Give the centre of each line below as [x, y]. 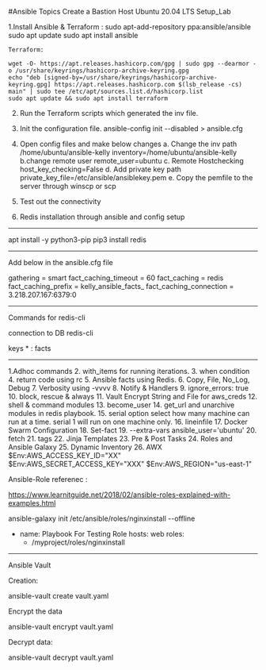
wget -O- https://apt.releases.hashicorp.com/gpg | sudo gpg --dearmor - [133, 64]
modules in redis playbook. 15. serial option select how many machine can [129, 413]
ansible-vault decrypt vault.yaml [61, 657]
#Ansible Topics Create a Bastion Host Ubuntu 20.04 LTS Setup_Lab [120, 12]
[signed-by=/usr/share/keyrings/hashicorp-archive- [130, 78]
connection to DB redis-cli [51, 333]
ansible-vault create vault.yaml [59, 596]
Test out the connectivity [60, 201]
